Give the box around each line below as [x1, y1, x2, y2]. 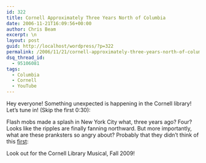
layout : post [6, 37, 40, 44]
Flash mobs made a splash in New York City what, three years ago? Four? [6, 118, 193, 126]
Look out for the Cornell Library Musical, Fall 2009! [6, 150, 135, 157]
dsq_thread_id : [6, 55, 45, 61]
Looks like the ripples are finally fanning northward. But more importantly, [6, 125, 192, 132]
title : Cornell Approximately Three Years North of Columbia [6, 15, 166, 21]
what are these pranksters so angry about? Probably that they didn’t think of [6, 131, 199, 138]
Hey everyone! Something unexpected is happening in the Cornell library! [6, 100, 192, 107]
